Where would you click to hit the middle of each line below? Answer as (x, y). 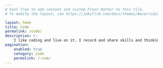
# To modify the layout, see (34, 14)
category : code (29, 54)
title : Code (17, 27)
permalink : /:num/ (32, 58)
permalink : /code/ (24, 32)
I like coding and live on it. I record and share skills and (78, 40)
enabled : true (28, 49)
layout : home (18, 23)
